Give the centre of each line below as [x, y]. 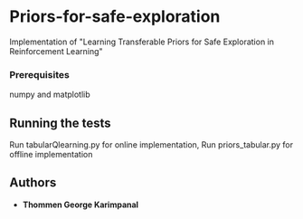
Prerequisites [39, 74]
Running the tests [60, 123]
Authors [33, 183]
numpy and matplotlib [50, 95]
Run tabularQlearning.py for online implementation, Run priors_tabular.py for [151, 145]
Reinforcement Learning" [56, 51]
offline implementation [51, 155]
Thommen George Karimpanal [80, 205]
